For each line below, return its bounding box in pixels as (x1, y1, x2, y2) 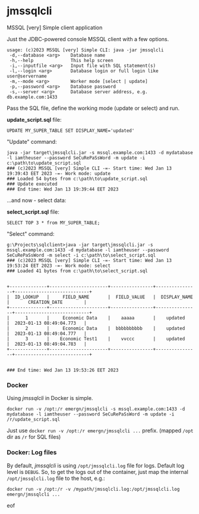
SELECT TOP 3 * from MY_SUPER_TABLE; (7, 220, 100, 226)
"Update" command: (7, 138, 57, 145)
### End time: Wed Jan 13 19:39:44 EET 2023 (7, 186, 119, 192)
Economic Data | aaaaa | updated (62, 315, 185, 321)
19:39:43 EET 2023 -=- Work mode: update (7, 170, 111, 177)
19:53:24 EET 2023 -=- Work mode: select (7, 263, 111, 269)
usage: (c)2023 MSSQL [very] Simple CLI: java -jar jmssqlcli (7, 47, 164, 53)
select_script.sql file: (7, 208, 60, 216)
